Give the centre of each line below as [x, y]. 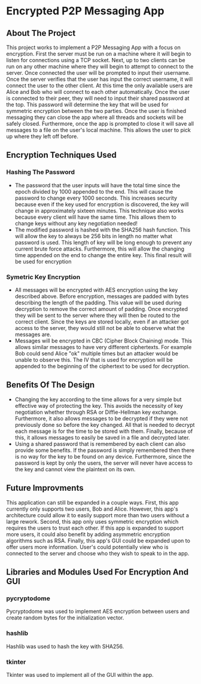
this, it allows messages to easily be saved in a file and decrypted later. [102, 437]
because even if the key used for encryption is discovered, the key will [102, 204]
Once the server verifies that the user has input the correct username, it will [100, 79]
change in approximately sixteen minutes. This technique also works [99, 210]
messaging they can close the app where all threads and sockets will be [95, 117]
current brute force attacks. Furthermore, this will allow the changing [99, 249]
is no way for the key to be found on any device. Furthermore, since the [103, 456]
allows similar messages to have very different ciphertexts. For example [103, 347]
